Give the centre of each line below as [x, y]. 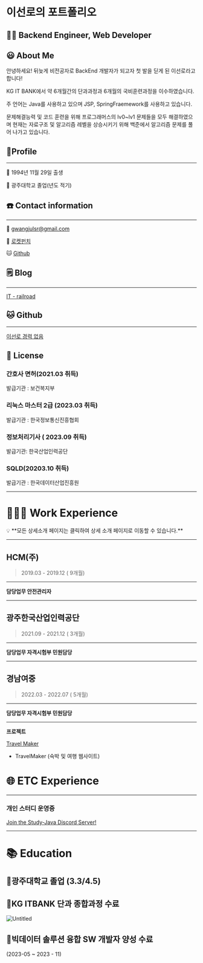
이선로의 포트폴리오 [51, 12]
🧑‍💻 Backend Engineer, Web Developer [79, 35]
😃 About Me [30, 55]
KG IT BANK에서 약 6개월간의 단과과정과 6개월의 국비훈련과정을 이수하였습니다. [100, 91]
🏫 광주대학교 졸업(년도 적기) [39, 186]
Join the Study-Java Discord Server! [51, 822]
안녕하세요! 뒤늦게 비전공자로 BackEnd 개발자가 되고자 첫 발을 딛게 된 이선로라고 [101, 71]
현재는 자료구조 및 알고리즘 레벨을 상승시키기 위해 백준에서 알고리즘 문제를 [100, 125]
